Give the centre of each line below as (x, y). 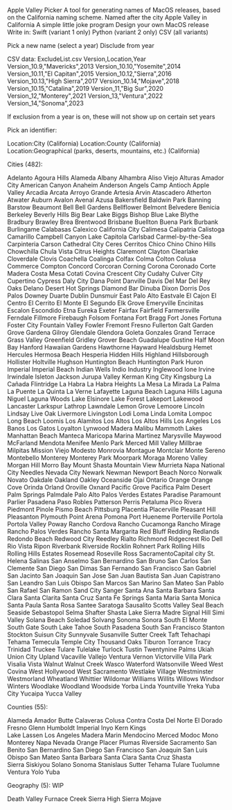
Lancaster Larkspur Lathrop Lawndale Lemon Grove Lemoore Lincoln (106, 406)
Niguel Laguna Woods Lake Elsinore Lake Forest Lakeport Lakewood (105, 399)
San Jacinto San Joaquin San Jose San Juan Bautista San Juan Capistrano (114, 576)
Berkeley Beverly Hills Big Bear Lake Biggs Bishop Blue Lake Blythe (103, 215)
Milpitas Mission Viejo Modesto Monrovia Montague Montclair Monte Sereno (116, 450)
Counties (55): (28, 707)
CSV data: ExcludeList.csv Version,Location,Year (77, 59)
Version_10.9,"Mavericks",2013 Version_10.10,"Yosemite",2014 (94, 66)
